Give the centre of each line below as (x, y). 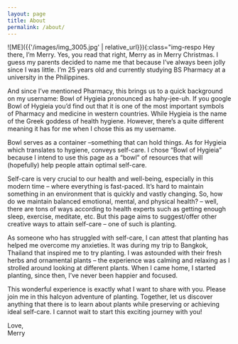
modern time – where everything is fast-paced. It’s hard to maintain (106, 187)
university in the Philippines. (49, 77)
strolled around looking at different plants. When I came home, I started (112, 268)
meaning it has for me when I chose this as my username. (92, 129)
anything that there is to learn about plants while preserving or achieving (114, 304)
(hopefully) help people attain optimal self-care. (77, 165)
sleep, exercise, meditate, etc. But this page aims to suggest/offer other (112, 216)
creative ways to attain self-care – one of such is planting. (92, 224)
